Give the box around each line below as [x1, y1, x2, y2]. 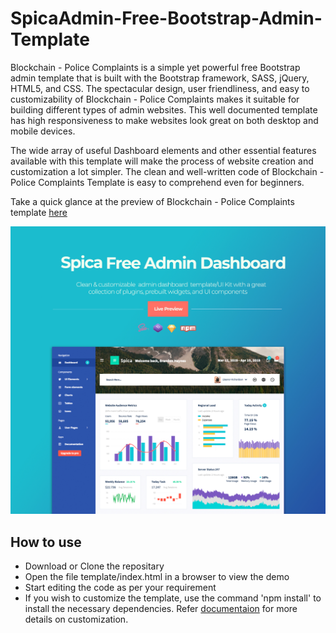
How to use [10, 533, 82, 551]
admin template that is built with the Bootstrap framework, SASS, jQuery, [10, 72, 310, 84]
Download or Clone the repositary [24, 560, 165, 572]
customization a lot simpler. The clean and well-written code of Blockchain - [10, 165, 325, 177]
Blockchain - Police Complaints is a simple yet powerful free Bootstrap [10, 61, 301, 73]
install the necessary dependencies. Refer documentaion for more [24, 602, 298, 614]
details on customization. [24, 613, 129, 625]
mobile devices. [10, 125, 76, 137]
